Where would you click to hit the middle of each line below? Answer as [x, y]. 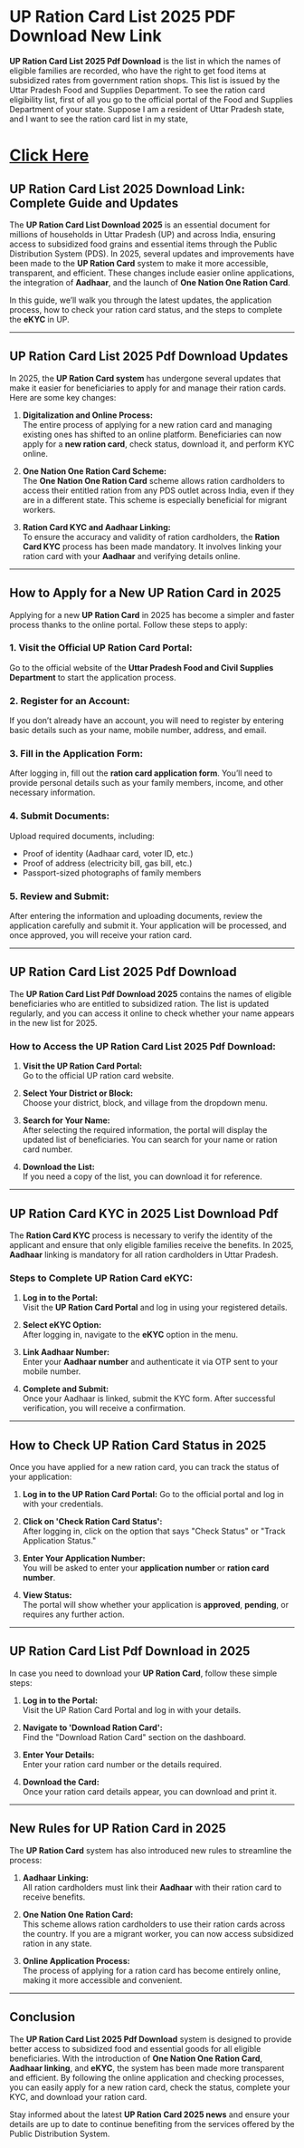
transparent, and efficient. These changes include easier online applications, [152, 273]
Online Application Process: [76, 1960]
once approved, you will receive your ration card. [101, 935]
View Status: [47, 1595]
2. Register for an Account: [70, 701]
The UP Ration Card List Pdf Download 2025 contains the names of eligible [151, 993]
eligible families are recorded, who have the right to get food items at [138, 71]
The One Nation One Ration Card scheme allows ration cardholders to [153, 480]
